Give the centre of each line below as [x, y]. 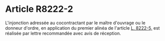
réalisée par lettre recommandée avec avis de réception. [63, 33]
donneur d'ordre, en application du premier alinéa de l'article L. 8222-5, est [82, 28]
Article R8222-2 [39, 9]
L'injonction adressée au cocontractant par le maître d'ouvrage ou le [75, 23]
